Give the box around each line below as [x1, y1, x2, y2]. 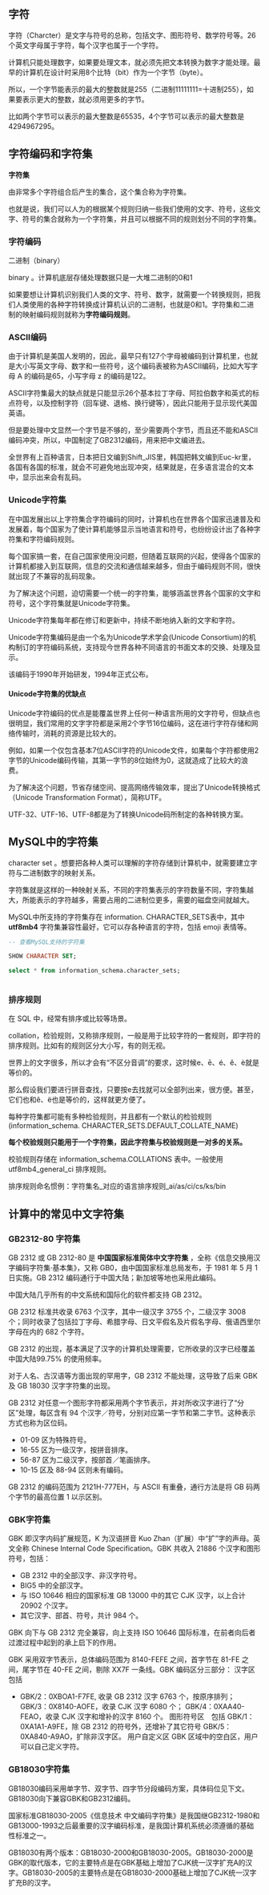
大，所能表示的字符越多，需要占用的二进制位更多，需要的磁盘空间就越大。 [8, 895, 254, 905]
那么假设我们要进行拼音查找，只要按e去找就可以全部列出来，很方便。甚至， [8, 1085, 259, 1094]
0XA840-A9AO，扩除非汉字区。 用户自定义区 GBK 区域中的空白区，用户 [19, 1732, 259, 1741]
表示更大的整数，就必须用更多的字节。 [22, 94, 149, 104]
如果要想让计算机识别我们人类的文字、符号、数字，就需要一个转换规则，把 [8, 289, 254, 299]
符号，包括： [8, 1554, 50, 1564]
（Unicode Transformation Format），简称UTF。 [8, 792, 167, 802]
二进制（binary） [8, 255, 65, 265]
